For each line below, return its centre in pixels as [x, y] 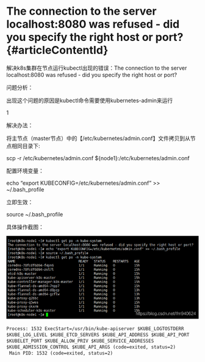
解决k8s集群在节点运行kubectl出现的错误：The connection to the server [97, 68]
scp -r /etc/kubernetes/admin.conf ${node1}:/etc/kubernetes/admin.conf [98, 158]
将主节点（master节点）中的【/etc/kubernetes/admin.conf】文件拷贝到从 [98, 138]
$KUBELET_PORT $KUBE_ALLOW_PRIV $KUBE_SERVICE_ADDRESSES [80, 341]
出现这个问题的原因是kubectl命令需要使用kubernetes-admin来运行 [90, 100]
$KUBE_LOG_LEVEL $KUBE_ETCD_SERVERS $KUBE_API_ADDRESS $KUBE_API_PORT [98, 335]
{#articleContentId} [57, 50]
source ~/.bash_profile [35, 214]
